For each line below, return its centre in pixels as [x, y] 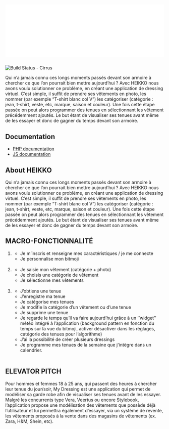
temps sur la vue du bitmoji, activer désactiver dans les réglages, [88, 328]
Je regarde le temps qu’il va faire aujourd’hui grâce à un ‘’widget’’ [88, 318]
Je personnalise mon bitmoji [49, 259]
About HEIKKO [29, 170]
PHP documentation [33, 149]
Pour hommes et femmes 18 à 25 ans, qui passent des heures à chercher [81, 383]
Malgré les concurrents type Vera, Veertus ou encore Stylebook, [72, 400]
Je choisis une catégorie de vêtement [59, 275]
